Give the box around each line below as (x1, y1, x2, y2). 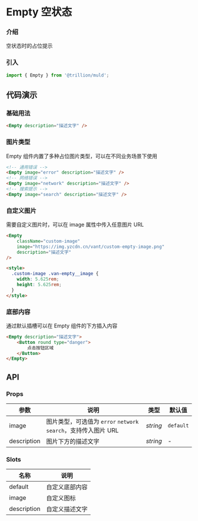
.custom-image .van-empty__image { (11, 271, 99, 277)
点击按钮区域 (27, 345, 54, 351)
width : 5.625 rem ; (16, 276, 60, 283)
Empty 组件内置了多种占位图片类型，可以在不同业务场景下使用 (6, 152, 157, 160)
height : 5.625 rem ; (16, 282, 62, 288)
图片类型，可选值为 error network (46, 417, 139, 426)
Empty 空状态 (6, 5, 72, 19)
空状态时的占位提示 (6, 42, 53, 49)
